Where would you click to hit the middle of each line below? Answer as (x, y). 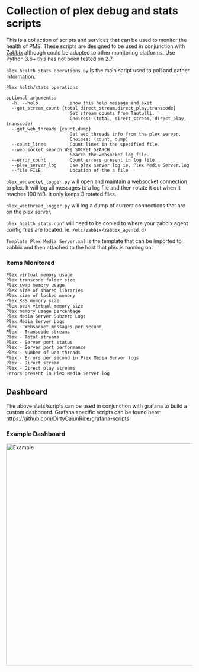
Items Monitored (31, 263)
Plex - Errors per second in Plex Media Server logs (73, 358)
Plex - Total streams (33, 337)
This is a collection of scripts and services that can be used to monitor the (97, 40)
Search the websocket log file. (110, 155)
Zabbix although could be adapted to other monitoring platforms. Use (91, 52)
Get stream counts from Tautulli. (112, 113)
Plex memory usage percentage (44, 311)
